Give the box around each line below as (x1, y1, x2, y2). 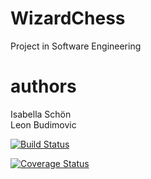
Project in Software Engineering (10, 40, 142, 52)
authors (10, 75, 77, 98)
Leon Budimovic (10, 118, 77, 131)
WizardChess (10, 7, 126, 30)
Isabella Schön (10, 108, 72, 120)
